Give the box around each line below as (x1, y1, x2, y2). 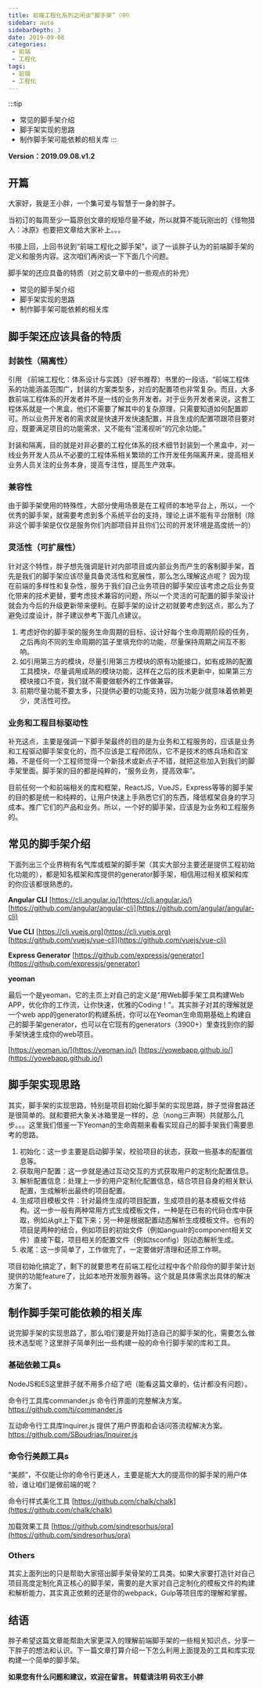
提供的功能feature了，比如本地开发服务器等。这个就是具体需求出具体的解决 (8, 1271, 250, 1280)
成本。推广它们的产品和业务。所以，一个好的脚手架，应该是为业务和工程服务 (8, 802, 255, 812)
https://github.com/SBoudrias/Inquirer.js (8, 1429, 139, 1439)
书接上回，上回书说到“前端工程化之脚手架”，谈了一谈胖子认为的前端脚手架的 (8, 242, 254, 251)
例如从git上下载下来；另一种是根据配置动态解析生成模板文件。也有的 (33, 1215, 254, 1224)
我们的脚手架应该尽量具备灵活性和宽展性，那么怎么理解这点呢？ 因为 (21, 571, 243, 581)
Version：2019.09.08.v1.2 (8, 151, 95, 161)
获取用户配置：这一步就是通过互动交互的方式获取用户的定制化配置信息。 (19, 1166, 253, 1176)
